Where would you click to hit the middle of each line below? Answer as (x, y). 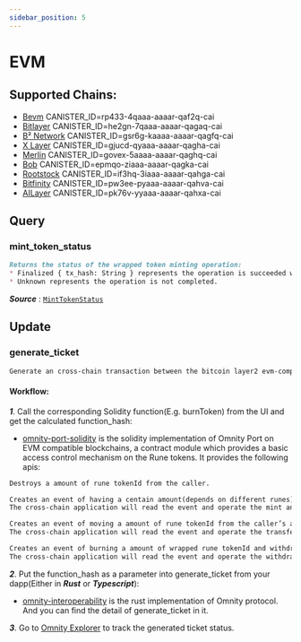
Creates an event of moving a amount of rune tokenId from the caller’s (148, 524)
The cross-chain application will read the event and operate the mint (146, 508)
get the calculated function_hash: (71, 421)
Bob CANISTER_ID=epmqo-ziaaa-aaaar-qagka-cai (115, 164)
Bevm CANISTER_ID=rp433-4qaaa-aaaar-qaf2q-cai (118, 117)
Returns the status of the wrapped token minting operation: (126, 265)
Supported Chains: (63, 95)
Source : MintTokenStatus (56, 299)
